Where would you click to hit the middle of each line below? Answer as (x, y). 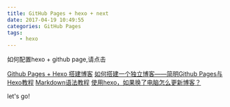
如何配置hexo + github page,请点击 (57, 60)
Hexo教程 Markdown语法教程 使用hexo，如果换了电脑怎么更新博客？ (104, 82)
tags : (15, 33)
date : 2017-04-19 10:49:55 (46, 20)
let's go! (19, 96)
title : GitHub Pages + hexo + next (58, 13)
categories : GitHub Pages (44, 26)
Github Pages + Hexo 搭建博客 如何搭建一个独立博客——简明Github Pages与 (115, 74)
